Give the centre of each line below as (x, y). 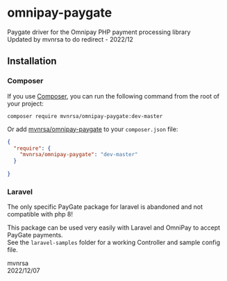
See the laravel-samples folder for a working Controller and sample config (114, 242)
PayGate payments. (35, 235)
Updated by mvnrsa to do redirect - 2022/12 (70, 39)
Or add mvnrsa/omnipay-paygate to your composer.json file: (93, 129)
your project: (25, 103)
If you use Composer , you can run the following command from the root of (113, 96)
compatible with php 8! (40, 214)
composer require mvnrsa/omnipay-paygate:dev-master (85, 116)
